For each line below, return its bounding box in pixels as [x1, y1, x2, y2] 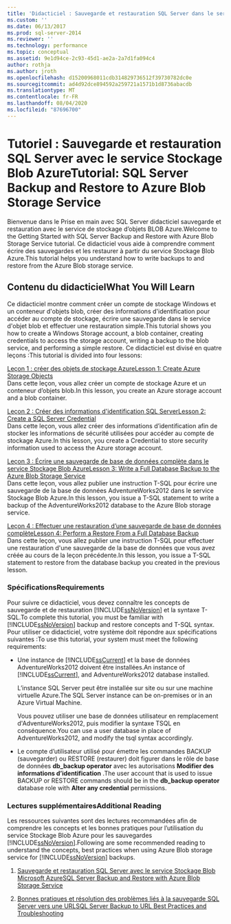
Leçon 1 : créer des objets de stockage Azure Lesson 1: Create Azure [7, 364, 201, 372]
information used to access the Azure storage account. [7, 443, 164, 452]
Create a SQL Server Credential [7, 414, 96, 423]
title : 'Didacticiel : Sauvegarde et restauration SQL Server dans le [7, 10, 214, 17]
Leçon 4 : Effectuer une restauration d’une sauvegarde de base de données [7, 521, 221, 530]
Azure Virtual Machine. [16, 698, 82, 707]
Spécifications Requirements [7, 583, 105, 592]
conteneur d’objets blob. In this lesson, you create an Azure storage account [7, 386, 222, 394]
